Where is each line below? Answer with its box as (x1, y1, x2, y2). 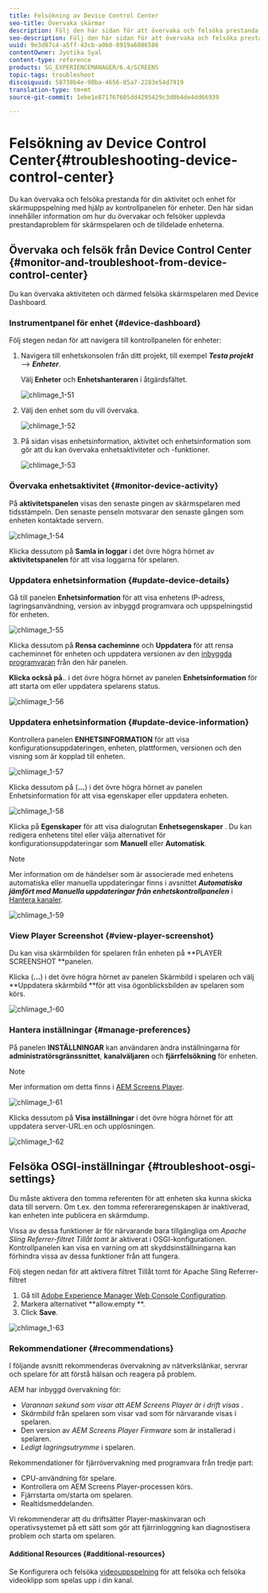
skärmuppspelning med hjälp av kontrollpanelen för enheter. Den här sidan (9, 203, 254, 213)
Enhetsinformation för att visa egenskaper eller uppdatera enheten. (9, 791, 229, 800)
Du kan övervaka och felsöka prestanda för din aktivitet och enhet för (9, 194, 236, 204)
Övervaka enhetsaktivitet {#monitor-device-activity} (9, 480, 219, 491)
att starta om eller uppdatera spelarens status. (9, 681, 161, 691)
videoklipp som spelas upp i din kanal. (9, 1575, 134, 1585)
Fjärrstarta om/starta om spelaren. (20, 1490, 134, 1500)
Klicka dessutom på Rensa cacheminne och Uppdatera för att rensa (9, 640, 234, 650)
